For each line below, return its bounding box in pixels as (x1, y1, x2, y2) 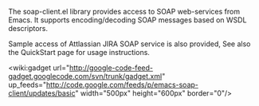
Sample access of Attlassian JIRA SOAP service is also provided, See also (8, 39, 251, 49)
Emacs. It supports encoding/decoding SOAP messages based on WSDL (8, 15, 247, 25)
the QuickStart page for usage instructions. (8, 48, 150, 57)
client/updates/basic (8, 88, 76, 98)
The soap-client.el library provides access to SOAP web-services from (8, 7, 241, 16)
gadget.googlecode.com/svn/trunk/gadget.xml (8, 72, 163, 80)
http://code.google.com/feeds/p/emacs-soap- (46, 80, 199, 89)
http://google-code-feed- (69, 63, 154, 73)
